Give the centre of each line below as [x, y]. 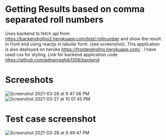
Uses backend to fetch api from [38, 33]
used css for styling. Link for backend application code [61, 54]
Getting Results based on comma [75, 9]
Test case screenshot [50, 119]
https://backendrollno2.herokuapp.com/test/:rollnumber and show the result [83, 39]
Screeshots [29, 80]
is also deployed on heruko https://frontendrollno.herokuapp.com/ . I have [81, 49]
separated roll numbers [54, 20]
